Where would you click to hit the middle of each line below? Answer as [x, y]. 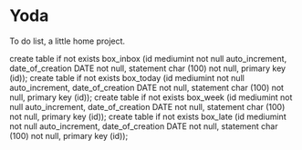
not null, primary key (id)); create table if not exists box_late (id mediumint [148, 116]
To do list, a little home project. [68, 41]
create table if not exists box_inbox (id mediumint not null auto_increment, [148, 58]
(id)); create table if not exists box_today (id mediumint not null [127, 77]
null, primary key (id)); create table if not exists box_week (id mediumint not [151, 97]
